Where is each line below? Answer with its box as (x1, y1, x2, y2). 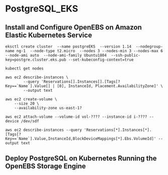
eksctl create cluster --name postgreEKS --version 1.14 (5, 44, 132, 49)
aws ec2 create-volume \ (5, 97, 57, 102)
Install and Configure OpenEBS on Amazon (5, 23, 142, 32)
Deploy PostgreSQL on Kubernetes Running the (5, 154, 157, 163)
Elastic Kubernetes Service (5, 31, 92, 39)
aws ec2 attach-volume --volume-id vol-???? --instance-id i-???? (5, 114, 147, 119)
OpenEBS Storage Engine (5, 162, 87, 170)
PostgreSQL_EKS (5, 3, 78, 15)
